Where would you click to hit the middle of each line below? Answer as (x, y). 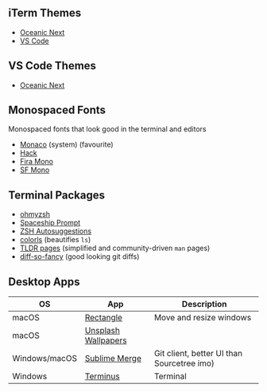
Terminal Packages (57, 195)
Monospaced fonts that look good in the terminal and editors (107, 129)
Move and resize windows (203, 318)
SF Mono (35, 170)
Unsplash (103, 331)
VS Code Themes (52, 66)
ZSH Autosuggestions (56, 231)
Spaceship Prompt (50, 223)
